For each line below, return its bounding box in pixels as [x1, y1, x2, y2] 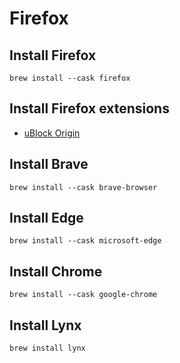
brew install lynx [9, 343, 86, 354]
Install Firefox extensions [9, 100, 170, 117]
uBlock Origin [23, 127, 81, 139]
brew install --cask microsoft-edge [9, 236, 162, 246]
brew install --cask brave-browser [9, 182, 158, 192]
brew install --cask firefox [9, 73, 131, 83]
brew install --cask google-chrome [9, 290, 158, 300]
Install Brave [9, 156, 89, 173]
